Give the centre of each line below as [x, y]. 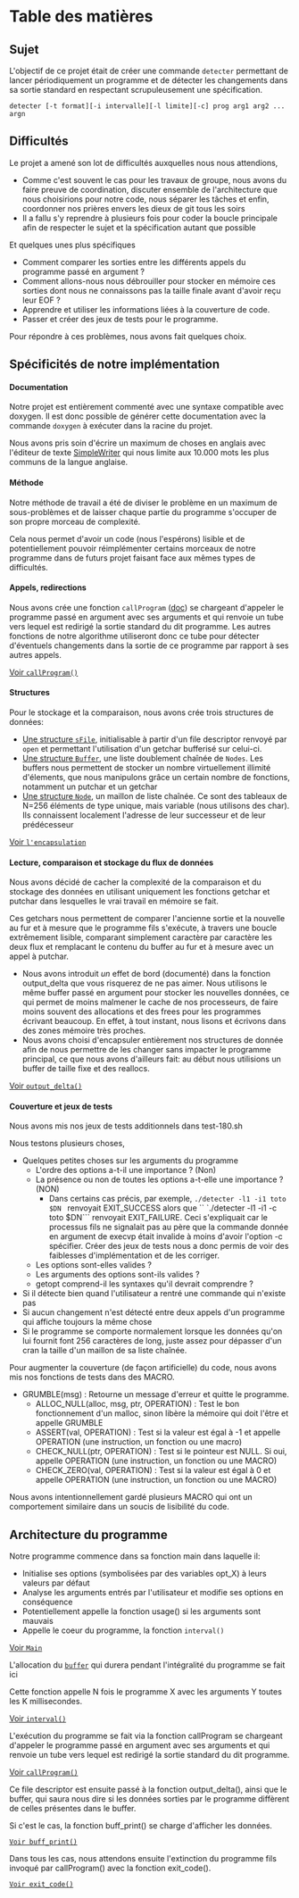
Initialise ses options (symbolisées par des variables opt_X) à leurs [144, 1574]
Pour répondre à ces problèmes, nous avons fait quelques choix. [128, 336]
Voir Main [26, 1648]
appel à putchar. [39, 956]
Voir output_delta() [46, 1086]
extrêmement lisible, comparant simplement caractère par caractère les [141, 937]
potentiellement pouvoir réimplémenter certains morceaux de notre [133, 548]
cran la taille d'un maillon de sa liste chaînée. [104, 1351]
